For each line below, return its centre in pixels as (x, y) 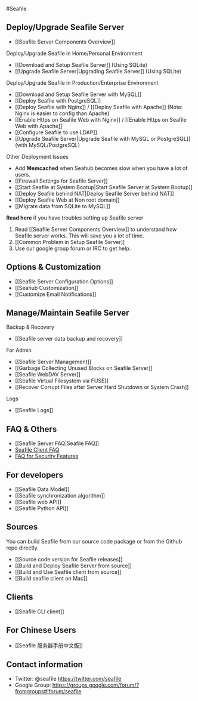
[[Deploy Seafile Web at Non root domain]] (67, 200)
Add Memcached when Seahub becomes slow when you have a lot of (101, 168)
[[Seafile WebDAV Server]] (47, 375)
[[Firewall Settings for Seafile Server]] (61, 181)
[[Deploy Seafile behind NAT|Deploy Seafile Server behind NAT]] (94, 193)
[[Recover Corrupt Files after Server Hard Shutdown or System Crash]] (102, 387)
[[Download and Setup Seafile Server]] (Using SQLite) (81, 64)
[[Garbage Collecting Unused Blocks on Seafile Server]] (84, 368)
